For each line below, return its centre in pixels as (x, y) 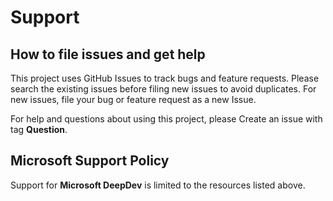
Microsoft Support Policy (90, 161)
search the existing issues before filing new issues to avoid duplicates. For (163, 89)
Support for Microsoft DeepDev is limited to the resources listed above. (158, 185)
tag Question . (39, 129)
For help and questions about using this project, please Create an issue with (166, 119)
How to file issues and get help (108, 54)
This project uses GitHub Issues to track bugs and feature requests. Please (165, 78)
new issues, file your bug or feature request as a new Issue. (133, 99)
